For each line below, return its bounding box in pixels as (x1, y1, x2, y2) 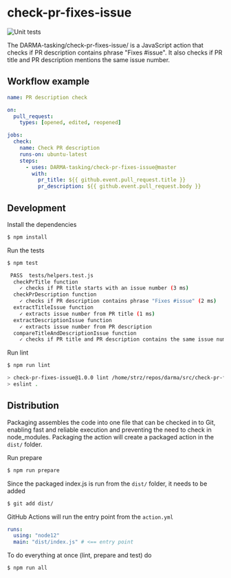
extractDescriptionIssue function (13, 317, 112, 323)
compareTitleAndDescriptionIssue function (13, 330, 137, 337)
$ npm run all (7, 564, 48, 572)
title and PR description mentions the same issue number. (7, 55, 170, 63)
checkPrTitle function (13, 278, 78, 286)
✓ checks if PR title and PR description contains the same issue (19, 336, 214, 343)
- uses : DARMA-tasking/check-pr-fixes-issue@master (25, 163, 177, 170)
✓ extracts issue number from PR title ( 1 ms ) (19, 310, 155, 317)
